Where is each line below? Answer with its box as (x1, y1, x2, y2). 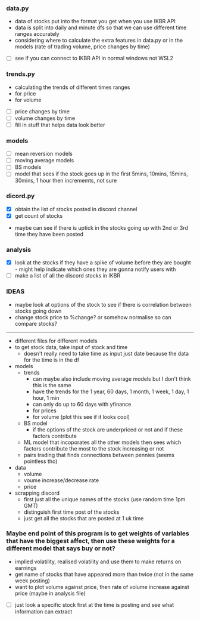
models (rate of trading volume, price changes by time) (14, 43, 151, 50)
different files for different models (14, 337, 98, 344)
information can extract (14, 607, 73, 615)
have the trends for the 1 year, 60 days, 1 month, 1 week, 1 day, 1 (32, 388, 189, 395)
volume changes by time (14, 115, 76, 122)
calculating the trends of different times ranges (14, 84, 130, 91)
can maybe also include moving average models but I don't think (32, 375, 192, 383)
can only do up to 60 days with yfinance (32, 400, 132, 408)
